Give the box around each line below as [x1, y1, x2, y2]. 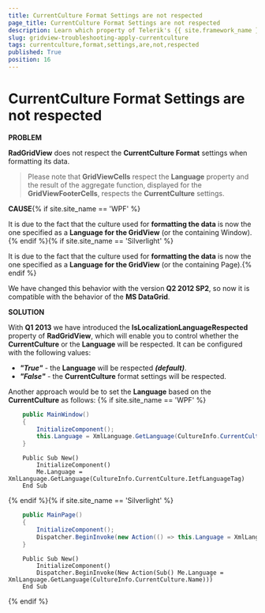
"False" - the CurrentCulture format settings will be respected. [19, 371, 227, 380]
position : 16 [8, 56, 51, 64]
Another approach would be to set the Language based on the [8, 387, 211, 396]
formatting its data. [8, 156, 70, 166]
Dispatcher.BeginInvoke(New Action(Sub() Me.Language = [36, 569, 224, 577]
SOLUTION [8, 307, 45, 316]
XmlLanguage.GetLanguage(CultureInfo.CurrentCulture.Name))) [8, 575, 214, 584]
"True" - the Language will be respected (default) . [19, 363, 187, 373]
